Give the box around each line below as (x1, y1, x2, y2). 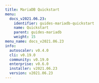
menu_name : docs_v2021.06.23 (5, 39, 64, 44)
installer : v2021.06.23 (9, 66, 57, 71)
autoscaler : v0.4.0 (9, 48, 49, 53)
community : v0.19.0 (9, 57, 49, 62)
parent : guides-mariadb (14, 30, 62, 35)
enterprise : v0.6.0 (9, 62, 49, 66)
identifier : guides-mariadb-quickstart (14, 21, 95, 26)
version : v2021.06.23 (9, 71, 53, 76)
